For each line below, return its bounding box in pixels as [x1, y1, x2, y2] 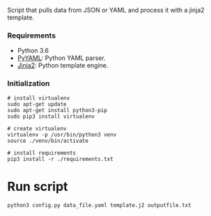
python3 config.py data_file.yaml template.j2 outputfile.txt [7, 201, 192, 208]
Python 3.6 [17, 47, 49, 55]
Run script [7, 178, 68, 194]
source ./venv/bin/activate [7, 137, 89, 144]
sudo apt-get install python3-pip [7, 107, 108, 114]
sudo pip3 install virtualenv [7, 113, 95, 120]
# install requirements [7, 149, 77, 156]
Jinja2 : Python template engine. [17, 61, 109, 70]
